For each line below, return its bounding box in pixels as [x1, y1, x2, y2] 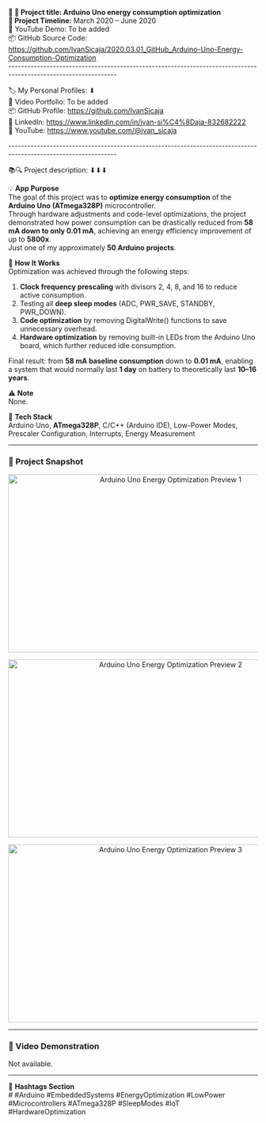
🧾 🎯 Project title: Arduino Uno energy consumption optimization [8, 8, 222, 17]
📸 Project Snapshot [8, 456, 84, 467]
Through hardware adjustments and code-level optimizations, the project [8, 210, 247, 218]
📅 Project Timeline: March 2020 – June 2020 [8, 16, 157, 25]
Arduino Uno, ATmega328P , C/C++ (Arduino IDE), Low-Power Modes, [8, 420, 238, 430]
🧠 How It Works [8, 258, 61, 267]
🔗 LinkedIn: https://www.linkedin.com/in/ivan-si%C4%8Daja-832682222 [8, 117, 246, 127]
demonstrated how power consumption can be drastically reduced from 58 [8, 218, 253, 227]
